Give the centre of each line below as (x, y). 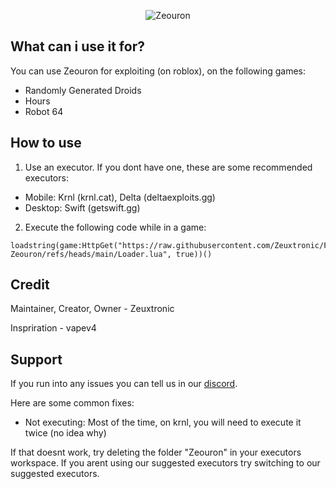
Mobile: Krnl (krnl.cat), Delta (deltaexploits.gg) (120, 197)
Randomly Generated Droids (83, 90)
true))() (194, 254)
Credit (30, 285)
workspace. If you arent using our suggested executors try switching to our (165, 463)
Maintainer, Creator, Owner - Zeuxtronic (92, 309)
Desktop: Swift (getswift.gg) (82, 207)
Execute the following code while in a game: (115, 227)
